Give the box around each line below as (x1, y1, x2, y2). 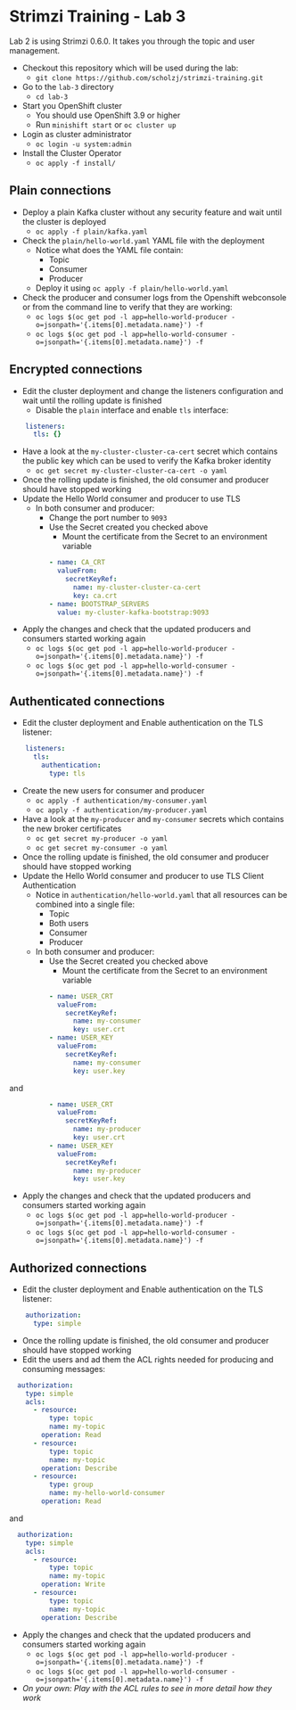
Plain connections (9, 183, 111, 198)
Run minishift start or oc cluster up (35, 119, 177, 130)
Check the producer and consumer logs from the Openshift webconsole (21, 292, 287, 302)
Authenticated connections (9, 694, 165, 709)
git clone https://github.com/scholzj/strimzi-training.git (35, 73, 264, 82)
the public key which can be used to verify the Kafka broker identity (21, 456, 272, 466)
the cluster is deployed (21, 216, 107, 226)
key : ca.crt (72, 591, 118, 600)
